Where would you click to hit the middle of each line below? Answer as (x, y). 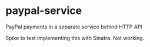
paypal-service (44, 11)
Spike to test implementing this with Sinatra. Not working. (75, 38)
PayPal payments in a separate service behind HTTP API (74, 27)
